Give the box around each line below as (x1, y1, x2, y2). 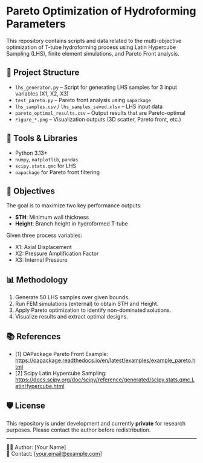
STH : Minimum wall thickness (14, 213, 89, 221)
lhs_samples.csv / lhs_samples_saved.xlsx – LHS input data (14, 103, 163, 110)
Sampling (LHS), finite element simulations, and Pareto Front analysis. (6, 50, 180, 57)
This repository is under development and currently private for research (6, 419, 186, 427)
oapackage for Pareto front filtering (14, 168, 100, 176)
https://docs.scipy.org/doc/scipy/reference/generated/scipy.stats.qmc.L (14, 376, 195, 383)
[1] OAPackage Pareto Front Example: (14, 351, 109, 357)
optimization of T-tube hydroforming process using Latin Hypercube (6, 44, 176, 51)
